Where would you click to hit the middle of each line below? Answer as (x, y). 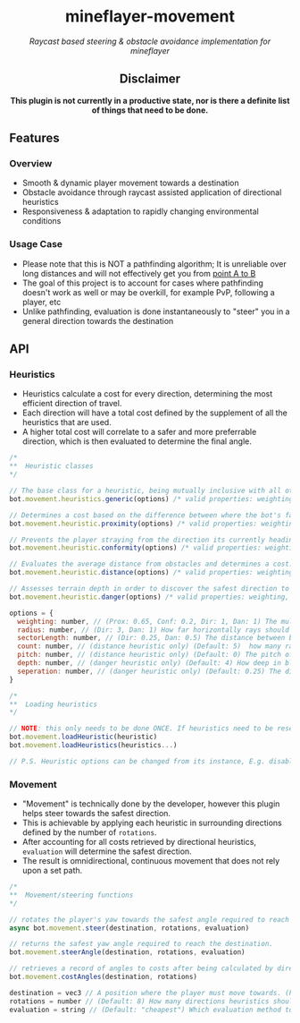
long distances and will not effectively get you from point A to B (139, 273)
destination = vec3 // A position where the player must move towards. (145, 993)
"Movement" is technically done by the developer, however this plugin (151, 804)
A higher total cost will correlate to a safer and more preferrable (139, 432)
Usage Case (36, 244)
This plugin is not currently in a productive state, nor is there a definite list (150, 100)
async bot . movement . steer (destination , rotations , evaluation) (129, 928)
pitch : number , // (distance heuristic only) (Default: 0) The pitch (149, 655)
